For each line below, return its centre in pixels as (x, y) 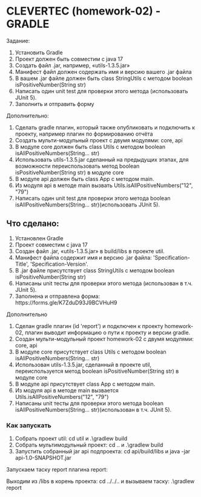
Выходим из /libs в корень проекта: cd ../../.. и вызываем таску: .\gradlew (100, 481)
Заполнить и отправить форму (54, 104)
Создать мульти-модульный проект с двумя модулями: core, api (99, 140)
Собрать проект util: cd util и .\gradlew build (71, 439)
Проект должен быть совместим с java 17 (69, 59)
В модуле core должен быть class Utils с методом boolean (90, 146)
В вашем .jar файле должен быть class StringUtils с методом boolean (104, 78)
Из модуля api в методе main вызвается (67, 390)
